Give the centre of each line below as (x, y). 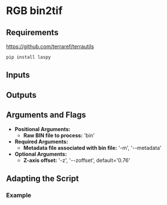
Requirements (32, 33)
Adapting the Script (42, 178)
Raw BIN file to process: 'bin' (59, 135)
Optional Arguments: (41, 154)
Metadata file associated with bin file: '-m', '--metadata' (92, 148)
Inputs (18, 75)
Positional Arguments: (42, 129)
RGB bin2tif (34, 11)
